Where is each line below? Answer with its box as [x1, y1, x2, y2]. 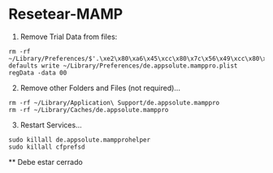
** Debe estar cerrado [8, 157, 83, 167]
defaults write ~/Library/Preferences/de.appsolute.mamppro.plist [8, 62, 238, 70]
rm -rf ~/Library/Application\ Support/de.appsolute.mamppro [8, 98, 220, 106]
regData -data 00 [8, 68, 67, 77]
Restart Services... [19, 119, 83, 130]
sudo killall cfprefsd [8, 143, 85, 151]
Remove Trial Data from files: [19, 32, 118, 41]
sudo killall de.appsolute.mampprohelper [8, 136, 151, 144]
